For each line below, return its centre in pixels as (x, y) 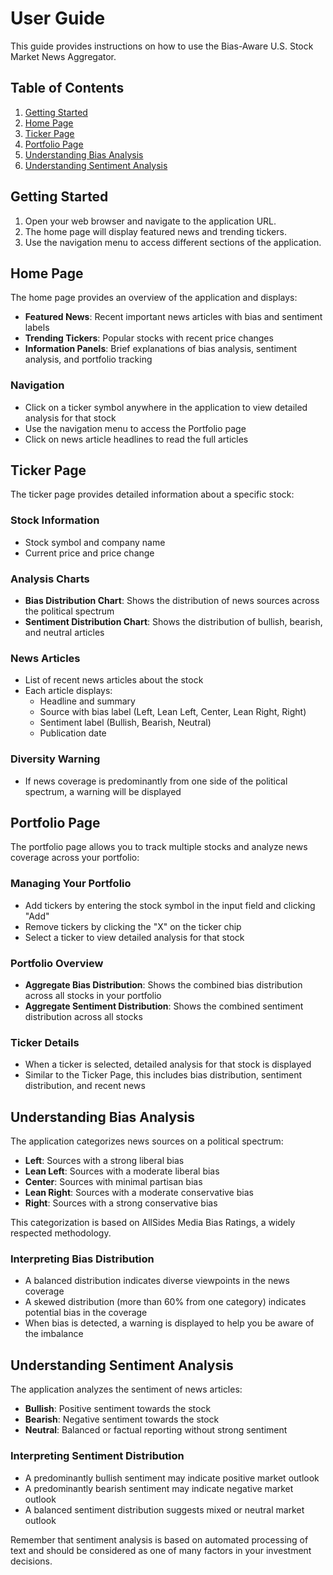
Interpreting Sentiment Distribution (97, 1456)
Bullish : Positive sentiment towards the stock (118, 1409)
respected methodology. (61, 1233)
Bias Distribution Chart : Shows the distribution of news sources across (172, 601)
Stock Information (55, 520)
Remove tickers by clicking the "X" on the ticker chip (133, 926)
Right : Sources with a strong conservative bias (121, 1203)
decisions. (31, 1561)
